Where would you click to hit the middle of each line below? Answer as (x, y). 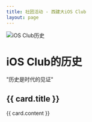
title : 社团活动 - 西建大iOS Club (46, 12)
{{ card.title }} (33, 99)
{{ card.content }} (28, 113)
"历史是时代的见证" (30, 79)
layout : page (23, 17)
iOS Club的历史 (44, 62)
